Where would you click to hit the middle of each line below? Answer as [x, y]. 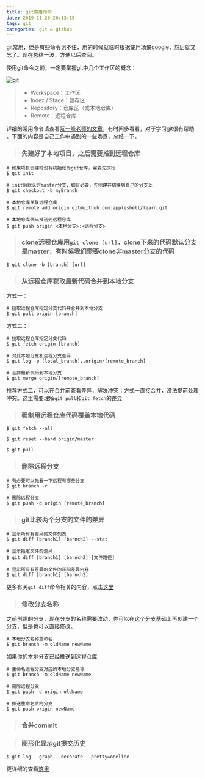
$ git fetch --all [30, 429]
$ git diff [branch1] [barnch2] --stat [57, 539]
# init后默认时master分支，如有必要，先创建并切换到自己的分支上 [80, 185]
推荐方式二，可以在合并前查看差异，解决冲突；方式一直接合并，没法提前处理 [103, 391]
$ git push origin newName [41, 709]
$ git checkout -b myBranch [42, 190]
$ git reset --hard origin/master [50, 439]
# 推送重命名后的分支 [30, 704]
